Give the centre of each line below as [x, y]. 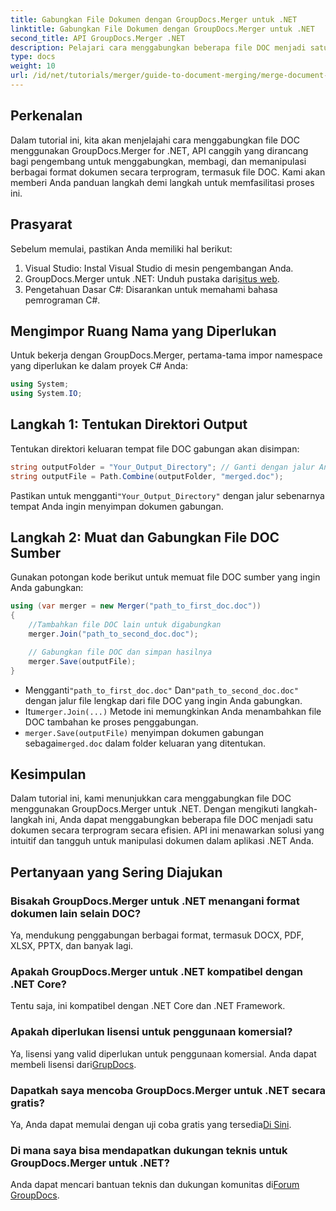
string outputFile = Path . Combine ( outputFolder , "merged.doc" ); [147, 476]
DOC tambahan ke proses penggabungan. [111, 722]
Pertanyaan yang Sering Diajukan [116, 872]
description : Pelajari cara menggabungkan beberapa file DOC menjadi [158, 47]
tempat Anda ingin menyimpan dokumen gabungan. [117, 506]
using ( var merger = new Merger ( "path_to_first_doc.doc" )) [136, 606]
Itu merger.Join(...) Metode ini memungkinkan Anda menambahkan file [173, 711]
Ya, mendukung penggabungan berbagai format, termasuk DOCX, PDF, [157, 935]
